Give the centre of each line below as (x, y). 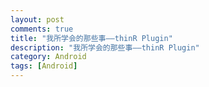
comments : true (42, 29)
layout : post (37, 19)
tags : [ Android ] (44, 66)
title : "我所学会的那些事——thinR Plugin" (91, 38)
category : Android (48, 57)
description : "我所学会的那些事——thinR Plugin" (105, 47)
